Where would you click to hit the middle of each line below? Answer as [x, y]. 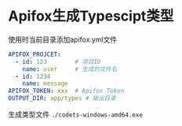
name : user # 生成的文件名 [70, 69]
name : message [45, 83]
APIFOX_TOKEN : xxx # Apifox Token [66, 91]
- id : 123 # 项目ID [58, 61]
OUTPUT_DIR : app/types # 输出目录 [62, 98]
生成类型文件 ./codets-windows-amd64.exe [76, 114]
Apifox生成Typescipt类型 [91, 16]
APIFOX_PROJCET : [35, 54]
